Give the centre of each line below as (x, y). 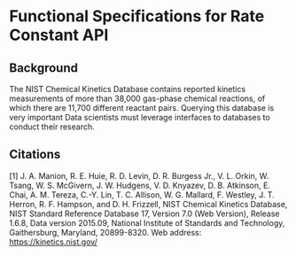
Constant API (59, 35)
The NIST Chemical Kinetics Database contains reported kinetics (128, 89)
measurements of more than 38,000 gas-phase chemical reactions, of (137, 98)
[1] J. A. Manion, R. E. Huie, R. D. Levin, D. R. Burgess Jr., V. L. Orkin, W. (139, 175)
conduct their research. (52, 127)
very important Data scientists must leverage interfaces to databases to (140, 117)
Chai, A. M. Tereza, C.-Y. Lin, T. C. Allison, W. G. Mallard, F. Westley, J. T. (142, 194)
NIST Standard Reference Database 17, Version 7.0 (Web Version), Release (145, 213)
